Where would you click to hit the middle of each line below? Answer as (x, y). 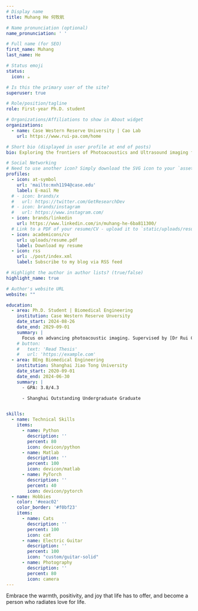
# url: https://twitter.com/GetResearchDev (68, 202)
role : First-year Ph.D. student (46, 109)
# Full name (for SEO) (34, 44)
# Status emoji (25, 66)
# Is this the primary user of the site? (58, 87)
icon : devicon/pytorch (55, 491)
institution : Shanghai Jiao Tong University (72, 366)
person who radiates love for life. (46, 602)
